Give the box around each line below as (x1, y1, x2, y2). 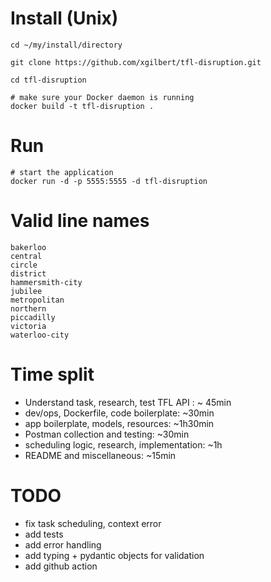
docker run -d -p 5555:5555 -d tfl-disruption (10, 176, 208, 186)
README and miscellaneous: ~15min (24, 449, 177, 461)
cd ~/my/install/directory (10, 40, 123, 50)
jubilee (10, 286, 43, 296)
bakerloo (10, 242, 47, 252)
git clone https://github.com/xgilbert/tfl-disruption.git (10, 57, 262, 67)
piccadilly (10, 312, 56, 322)
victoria (10, 321, 47, 331)
